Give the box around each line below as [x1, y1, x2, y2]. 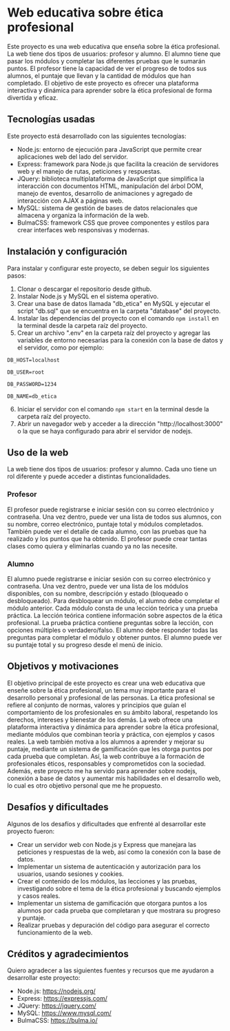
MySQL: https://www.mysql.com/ [17, 1009, 112, 1017]
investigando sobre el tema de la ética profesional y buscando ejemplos [17, 884, 222, 892]
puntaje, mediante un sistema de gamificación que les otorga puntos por [7, 744, 213, 753]
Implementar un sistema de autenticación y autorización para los [17, 862, 201, 870]
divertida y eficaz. [7, 93, 59, 101]
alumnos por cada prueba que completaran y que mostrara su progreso [17, 906, 221, 915]
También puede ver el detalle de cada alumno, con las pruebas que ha [7, 527, 207, 535]
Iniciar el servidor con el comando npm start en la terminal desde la [17, 405, 209, 413]
